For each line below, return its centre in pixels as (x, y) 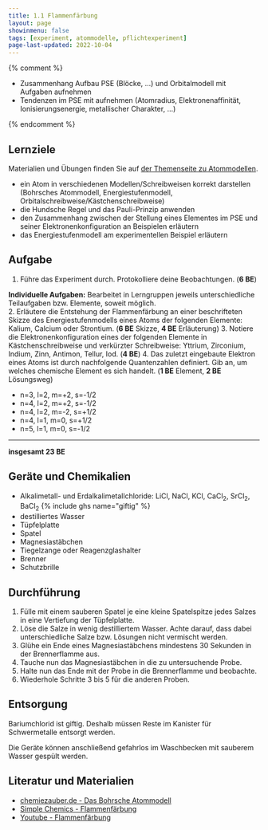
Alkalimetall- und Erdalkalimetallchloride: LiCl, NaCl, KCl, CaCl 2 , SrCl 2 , (135, 497)
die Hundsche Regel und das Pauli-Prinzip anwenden (107, 209)
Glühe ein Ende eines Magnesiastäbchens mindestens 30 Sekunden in (136, 645)
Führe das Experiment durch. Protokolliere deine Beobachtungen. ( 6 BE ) (138, 279)
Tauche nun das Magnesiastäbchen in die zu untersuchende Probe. (131, 662)
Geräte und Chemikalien (70, 476)
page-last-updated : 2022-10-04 (60, 45)
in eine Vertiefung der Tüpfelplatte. (77, 620)
